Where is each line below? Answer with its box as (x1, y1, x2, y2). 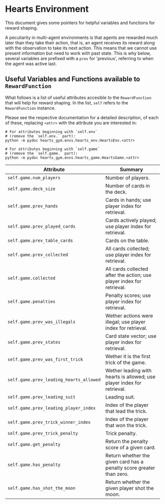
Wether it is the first (105, 353, 151, 360)
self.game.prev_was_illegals (7, 319, 76, 325)
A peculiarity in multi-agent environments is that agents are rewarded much (5, 34, 158, 40)
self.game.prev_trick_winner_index (7, 419, 91, 425)
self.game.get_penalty (7, 441, 60, 447)
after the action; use (105, 271, 152, 278)
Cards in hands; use (105, 196, 151, 203)
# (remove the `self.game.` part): (5, 151, 78, 156)
